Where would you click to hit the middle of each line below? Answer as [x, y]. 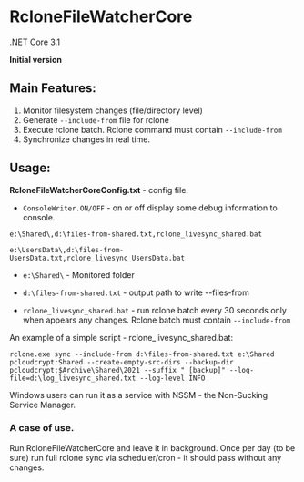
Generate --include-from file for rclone [96, 119]
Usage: [30, 168]
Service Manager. [42, 405]
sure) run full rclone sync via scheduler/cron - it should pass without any [146, 457]
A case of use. [42, 428]
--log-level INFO [172, 378]
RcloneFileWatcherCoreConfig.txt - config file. [99, 190]
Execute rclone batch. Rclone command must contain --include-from [152, 129]
